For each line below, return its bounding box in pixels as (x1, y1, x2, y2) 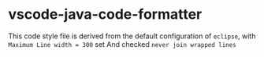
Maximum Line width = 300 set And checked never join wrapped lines (8, 39, 236, 48)
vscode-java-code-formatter (8, 5, 203, 23)
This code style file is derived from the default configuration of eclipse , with (8, 31, 256, 41)
